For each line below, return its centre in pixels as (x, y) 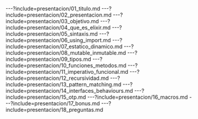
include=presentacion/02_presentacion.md (58, 15)
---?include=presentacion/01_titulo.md (53, 9)
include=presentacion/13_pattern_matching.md (64, 84)
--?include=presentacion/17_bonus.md (53, 103)
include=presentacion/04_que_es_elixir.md (58, 27)
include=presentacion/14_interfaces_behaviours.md (69, 91)
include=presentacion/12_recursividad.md (57, 78)
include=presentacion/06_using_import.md (58, 40)
